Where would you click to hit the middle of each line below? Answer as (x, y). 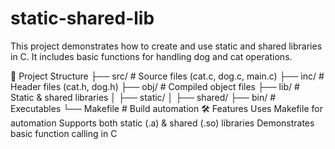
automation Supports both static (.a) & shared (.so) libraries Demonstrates (162, 123)
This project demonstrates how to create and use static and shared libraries (166, 46)
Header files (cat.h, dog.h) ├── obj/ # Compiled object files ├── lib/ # (155, 86)
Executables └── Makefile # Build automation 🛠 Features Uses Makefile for (166, 108)
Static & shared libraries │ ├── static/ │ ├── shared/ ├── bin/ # (143, 97)
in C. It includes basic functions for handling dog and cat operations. (151, 56)
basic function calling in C (64, 133)
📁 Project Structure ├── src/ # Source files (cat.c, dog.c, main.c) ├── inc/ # (167, 76)
